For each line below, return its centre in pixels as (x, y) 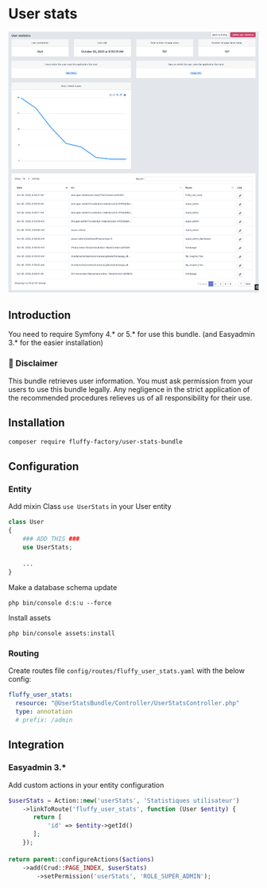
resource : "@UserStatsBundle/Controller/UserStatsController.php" (128, 703)
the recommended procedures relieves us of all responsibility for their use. (130, 397)
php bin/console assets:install (62, 634)
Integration (37, 745)
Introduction (40, 315)
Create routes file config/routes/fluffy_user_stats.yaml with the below (126, 671)
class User (26, 522)
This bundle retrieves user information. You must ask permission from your (131, 381)
